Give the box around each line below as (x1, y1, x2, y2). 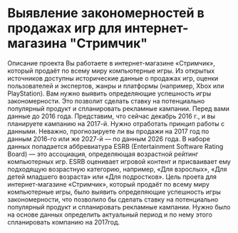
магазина (7, 36, 68, 51)
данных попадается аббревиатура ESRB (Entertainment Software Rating (7, 142, 224, 150)
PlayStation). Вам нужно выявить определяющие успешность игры (7, 89, 212, 98)
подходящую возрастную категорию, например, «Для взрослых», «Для (7, 165, 227, 173)
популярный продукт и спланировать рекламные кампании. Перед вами (7, 104, 229, 113)
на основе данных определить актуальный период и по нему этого (7, 210, 212, 219)
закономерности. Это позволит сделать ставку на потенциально (7, 96, 205, 105)
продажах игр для (7, 20, 123, 36)
